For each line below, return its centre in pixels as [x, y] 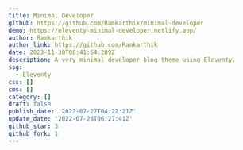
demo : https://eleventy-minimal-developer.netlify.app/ [102, 30]
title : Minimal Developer [51, 15]
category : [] [30, 97]
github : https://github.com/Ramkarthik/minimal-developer [106, 23]
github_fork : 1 [33, 133]
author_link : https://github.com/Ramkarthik [83, 45]
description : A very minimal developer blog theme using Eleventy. [122, 60]
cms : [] [21, 89]
